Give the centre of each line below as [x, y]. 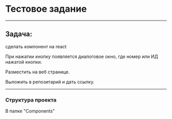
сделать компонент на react [36, 46]
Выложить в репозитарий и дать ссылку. [50, 82]
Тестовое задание [46, 9]
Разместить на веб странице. [38, 72]
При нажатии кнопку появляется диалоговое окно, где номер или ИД [82, 56]
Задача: [19, 34]
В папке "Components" [30, 111]
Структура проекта [31, 100]
